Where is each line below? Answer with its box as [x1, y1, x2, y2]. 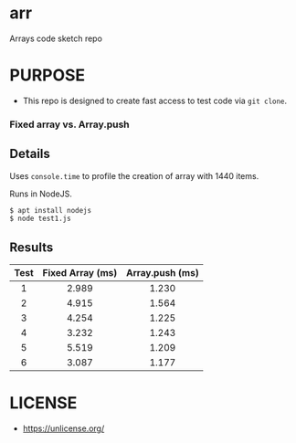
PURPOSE [9, 65, 86, 86]
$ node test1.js [9, 214, 71, 224]
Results [9, 239, 54, 255]
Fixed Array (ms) [42, 267, 118, 280]
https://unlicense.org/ [22, 423, 105, 434]
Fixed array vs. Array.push [9, 118, 130, 131]
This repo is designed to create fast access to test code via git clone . [22, 95, 288, 106]
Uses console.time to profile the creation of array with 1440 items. [9, 170, 259, 181]
